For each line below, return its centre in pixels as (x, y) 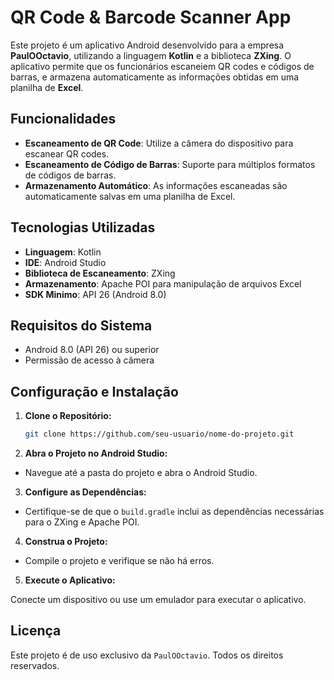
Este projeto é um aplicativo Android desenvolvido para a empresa (147, 45)
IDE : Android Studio (65, 262)
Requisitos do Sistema (81, 325)
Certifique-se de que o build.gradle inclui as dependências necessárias (174, 512)
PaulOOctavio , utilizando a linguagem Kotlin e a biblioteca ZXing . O (151, 55)
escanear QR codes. (67, 153)
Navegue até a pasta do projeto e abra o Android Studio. (141, 473)
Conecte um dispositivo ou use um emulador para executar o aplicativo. (158, 600)
